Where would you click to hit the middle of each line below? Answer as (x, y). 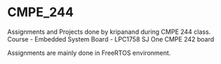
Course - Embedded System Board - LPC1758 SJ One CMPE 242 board (111, 39)
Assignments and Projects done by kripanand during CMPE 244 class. (109, 32)
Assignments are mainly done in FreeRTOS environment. (89, 53)
